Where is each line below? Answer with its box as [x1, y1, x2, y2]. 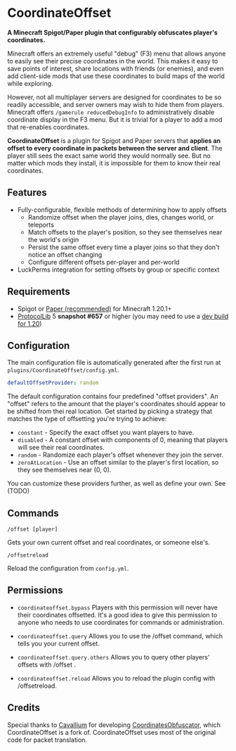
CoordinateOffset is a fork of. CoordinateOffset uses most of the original [7, 728, 216, 736]
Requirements [7, 286, 70, 298]
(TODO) [7, 487, 30, 496]
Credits [7, 702, 41, 714]
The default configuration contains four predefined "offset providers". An [7, 392, 218, 400]
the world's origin [27, 235, 79, 244]
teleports [27, 220, 55, 229]
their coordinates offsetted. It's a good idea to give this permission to [17, 610, 218, 619]
